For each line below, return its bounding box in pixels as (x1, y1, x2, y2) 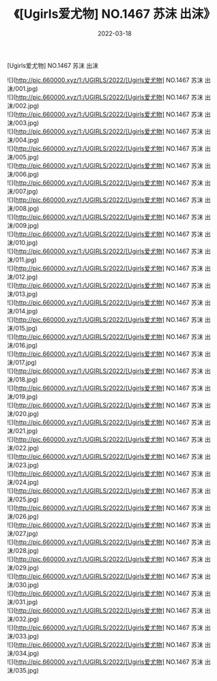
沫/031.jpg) (7, 598, 38, 606)
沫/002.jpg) (7, 101, 40, 110)
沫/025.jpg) (7, 495, 40, 503)
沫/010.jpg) (7, 238, 38, 246)
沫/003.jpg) (7, 118, 40, 127)
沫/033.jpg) (7, 632, 40, 640)
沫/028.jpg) (7, 546, 40, 554)
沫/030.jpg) (7, 580, 40, 589)
